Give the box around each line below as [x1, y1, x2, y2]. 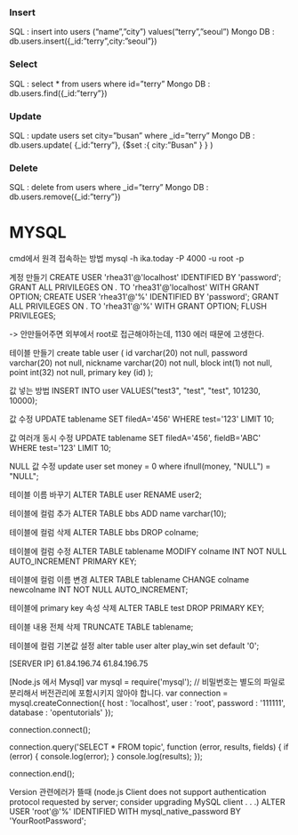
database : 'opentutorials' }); [9, 707, 114, 718]
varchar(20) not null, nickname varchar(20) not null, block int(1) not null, [9, 357, 273, 368]
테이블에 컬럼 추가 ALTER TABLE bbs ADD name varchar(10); [9, 509, 227, 519]
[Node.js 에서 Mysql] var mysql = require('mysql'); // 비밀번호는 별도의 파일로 [9, 677, 286, 687]
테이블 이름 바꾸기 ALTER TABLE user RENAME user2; [9, 489, 202, 500]
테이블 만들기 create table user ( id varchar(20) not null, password [9, 348, 248, 358]
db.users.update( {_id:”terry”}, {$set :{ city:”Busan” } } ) [9, 140, 213, 150]
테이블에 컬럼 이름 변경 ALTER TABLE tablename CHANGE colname [9, 574, 250, 585]
